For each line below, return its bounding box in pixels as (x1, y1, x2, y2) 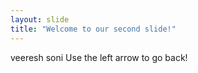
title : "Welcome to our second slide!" (10, 24, 177, 34)
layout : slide (10, 14, 70, 25)
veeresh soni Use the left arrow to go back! (10, 51, 188, 63)
